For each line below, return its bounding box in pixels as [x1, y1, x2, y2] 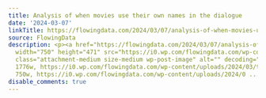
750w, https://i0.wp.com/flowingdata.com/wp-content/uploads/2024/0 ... [15, 70, 260, 78]
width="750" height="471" [15, 48, 101, 56]
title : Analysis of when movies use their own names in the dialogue [8, 11, 243, 20]
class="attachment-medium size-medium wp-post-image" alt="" [15, 56, 222, 64]
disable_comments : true [8, 77, 87, 85]
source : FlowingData [8, 33, 77, 42]
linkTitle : [8, 26, 44, 34]
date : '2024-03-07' [8, 19, 73, 27]
